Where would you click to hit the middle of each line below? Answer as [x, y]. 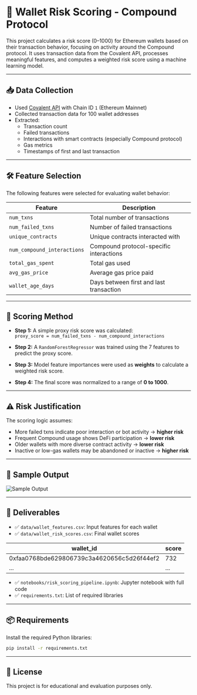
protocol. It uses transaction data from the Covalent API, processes [87, 53]
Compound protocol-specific [130, 246]
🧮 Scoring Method [40, 316]
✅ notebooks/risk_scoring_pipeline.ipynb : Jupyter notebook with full [99, 582]
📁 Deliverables [33, 513]
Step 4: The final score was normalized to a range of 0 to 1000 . [91, 382]
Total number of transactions [130, 217]
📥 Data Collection [40, 90]
